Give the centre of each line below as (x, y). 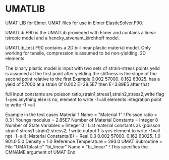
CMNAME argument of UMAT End (40, 152)
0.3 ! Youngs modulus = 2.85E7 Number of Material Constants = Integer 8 (82, 120)
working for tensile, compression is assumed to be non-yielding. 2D (76, 53)
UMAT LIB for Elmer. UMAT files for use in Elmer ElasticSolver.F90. (74, 23)
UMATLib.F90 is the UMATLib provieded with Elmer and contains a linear (81, 32)
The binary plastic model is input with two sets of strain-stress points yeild (82, 68)
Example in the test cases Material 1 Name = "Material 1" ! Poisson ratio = (81, 115)
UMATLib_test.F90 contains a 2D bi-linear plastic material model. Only (78, 47)
